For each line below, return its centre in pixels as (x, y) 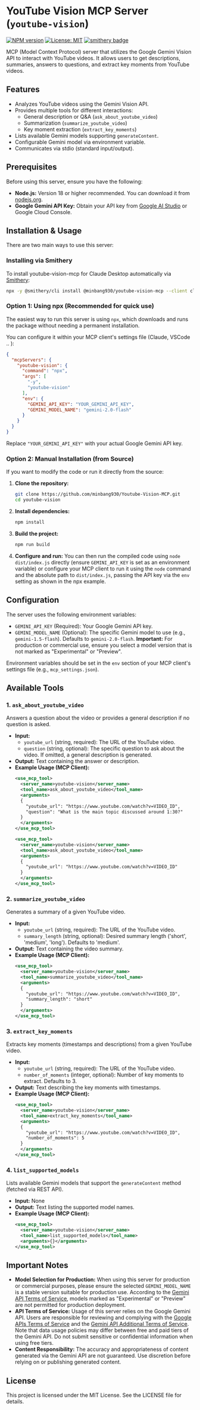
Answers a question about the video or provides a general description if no (98, 718)
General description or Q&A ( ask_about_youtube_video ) (90, 116)
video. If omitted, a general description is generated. (88, 755)
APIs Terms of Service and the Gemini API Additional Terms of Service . (102, 1324)
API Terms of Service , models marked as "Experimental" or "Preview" (100, 1298)
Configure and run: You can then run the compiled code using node (97, 556)
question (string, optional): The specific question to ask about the (104, 749)
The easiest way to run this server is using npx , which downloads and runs (97, 319)
